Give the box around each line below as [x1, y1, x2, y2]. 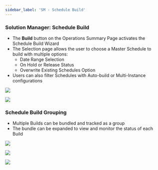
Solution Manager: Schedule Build [5, 23, 90, 30]
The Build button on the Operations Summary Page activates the [12, 35, 146, 41]
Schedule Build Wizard [12, 40, 59, 46]
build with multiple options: [12, 51, 68, 57]
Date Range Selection [19, 56, 65, 62]
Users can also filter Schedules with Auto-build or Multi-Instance [12, 72, 146, 78]
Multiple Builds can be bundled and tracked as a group [12, 120, 125, 126]
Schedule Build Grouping [5, 108, 67, 115]
